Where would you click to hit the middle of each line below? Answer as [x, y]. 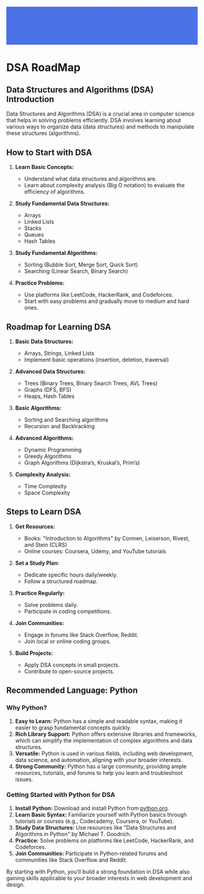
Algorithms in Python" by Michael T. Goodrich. [73, 834]
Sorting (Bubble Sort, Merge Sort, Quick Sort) [81, 265]
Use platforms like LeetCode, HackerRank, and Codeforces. [99, 295]
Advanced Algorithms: [44, 438]
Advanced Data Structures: [50, 372]
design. [16, 884]
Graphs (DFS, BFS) [48, 390]
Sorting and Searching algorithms [66, 420]
